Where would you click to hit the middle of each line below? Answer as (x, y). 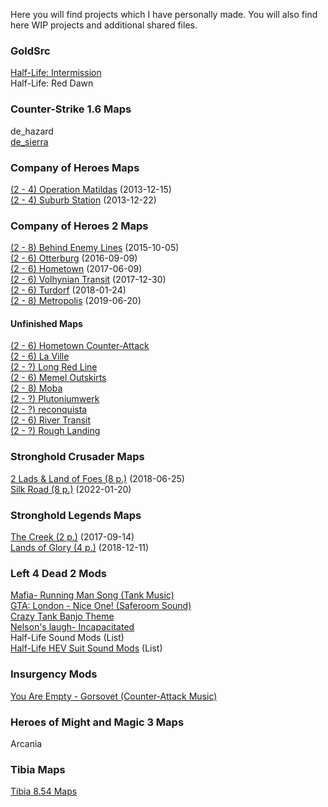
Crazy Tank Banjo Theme (62, 616)
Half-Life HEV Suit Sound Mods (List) (86, 648)
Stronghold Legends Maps (76, 515)
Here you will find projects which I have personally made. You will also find (164, 14)
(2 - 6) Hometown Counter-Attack (80, 346)
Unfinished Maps (46, 323)
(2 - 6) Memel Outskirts (58, 378)
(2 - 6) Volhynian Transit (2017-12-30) (88, 280)
